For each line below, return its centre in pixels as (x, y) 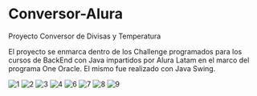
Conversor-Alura (65, 14)
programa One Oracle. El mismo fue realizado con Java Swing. (112, 68)
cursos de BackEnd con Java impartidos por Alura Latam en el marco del (129, 60)
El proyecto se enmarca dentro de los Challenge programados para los (125, 51)
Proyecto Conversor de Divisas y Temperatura (85, 36)
